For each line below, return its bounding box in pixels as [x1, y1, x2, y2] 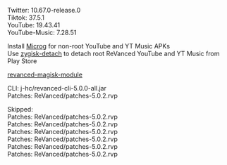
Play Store [7, 57, 37, 65]
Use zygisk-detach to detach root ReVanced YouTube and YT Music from [7, 49, 220, 58]
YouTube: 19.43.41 [7, 21, 61, 29]
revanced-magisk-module [7, 70, 83, 79]
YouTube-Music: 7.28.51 [7, 28, 77, 37]
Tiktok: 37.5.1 [7, 13, 44, 22]
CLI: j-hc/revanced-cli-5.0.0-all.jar [7, 84, 107, 92]
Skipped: [7, 105, 33, 113]
